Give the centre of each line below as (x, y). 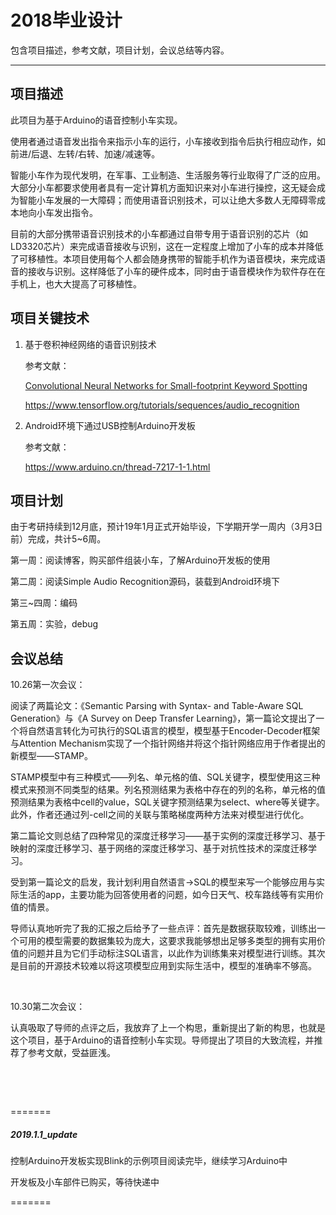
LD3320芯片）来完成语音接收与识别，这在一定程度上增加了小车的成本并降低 (167, 246)
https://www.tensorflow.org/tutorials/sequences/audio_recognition (162, 405)
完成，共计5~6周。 (67, 539)
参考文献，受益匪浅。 (71, 1053)
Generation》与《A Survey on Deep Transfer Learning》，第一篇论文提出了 (163, 718)
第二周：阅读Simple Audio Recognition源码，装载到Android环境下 (145, 582)
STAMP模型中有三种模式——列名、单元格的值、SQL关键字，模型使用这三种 (165, 777)
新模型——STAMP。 (52, 756)
